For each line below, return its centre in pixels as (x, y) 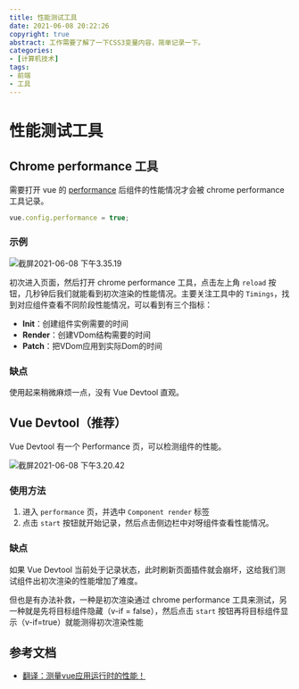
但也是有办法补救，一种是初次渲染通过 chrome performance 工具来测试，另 (148, 600)
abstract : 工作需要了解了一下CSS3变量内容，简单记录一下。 (107, 42)
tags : (19, 68)
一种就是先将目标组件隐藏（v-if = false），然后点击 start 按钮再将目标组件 (145, 610)
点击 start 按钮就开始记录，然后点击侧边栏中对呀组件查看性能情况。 (148, 523)
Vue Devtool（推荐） (68, 423)
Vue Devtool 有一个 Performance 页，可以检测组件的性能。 (118, 446)
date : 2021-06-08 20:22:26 (59, 26)
